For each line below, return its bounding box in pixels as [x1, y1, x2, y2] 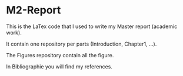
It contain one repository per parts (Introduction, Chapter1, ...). [6, 40, 157, 47]
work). [6, 29, 22, 36]
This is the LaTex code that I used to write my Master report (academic [6, 23, 178, 30]
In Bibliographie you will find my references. [6, 63, 113, 70]
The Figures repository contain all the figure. [6, 51, 114, 58]
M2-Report [6, 4, 61, 17]
